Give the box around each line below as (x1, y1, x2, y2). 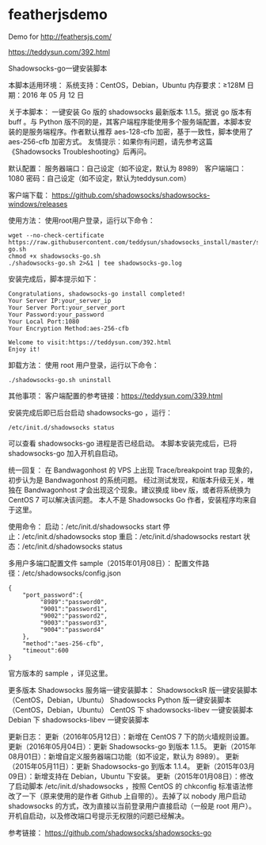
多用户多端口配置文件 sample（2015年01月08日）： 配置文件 (8, 558, 203, 568)
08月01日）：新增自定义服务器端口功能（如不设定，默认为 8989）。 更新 (8, 751, 240, 761)
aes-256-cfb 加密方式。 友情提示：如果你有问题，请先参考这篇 (8, 136, 213, 146)
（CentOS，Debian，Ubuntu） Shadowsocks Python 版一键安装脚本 (8, 695, 232, 705)
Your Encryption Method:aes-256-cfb (8, 324, 129, 332)
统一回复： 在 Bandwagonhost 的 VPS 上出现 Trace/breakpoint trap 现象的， (8, 465, 257, 475)
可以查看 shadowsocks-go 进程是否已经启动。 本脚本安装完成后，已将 (8, 438, 237, 448)
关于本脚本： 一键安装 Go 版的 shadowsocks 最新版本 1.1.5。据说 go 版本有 (8, 107, 253, 117)
